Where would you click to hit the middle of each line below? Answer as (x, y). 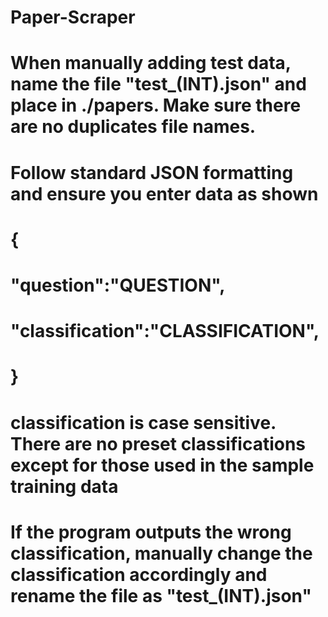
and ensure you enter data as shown (164, 193)
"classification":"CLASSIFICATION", (165, 331)
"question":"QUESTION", (118, 285)
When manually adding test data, (151, 63)
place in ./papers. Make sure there (156, 105)
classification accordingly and (139, 574)
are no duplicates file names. (133, 127)
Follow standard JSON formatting (152, 172)
